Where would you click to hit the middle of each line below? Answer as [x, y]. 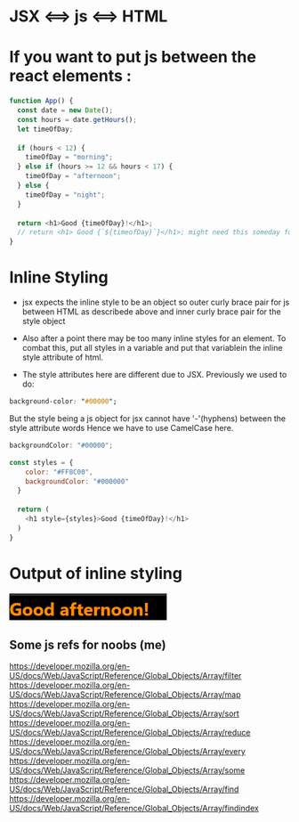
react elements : [70, 76]
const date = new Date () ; [65, 110]
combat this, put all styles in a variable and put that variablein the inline [152, 348]
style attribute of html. [63, 357]
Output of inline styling [96, 573]
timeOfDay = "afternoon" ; [73, 176]
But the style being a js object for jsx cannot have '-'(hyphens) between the [148, 418]
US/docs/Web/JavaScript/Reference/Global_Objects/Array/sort [125, 713]
